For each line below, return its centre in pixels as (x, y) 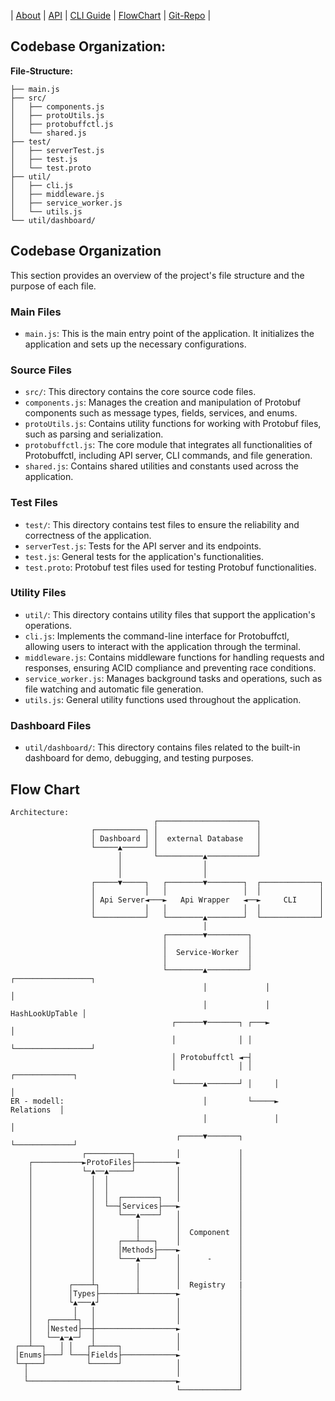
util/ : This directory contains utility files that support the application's (170, 614)
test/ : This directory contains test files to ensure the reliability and (162, 524)
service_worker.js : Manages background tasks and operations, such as (173, 678)
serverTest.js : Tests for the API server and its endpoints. (143, 546)
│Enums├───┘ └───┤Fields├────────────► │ (129, 1355)
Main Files (36, 312)
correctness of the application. (88, 535)
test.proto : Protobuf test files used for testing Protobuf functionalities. (170, 567)
